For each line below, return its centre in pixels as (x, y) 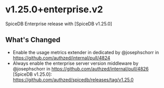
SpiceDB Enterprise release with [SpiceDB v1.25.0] (59, 24)
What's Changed (33, 40)
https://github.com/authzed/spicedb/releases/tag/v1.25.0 (73, 80)
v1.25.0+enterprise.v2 (54, 10)
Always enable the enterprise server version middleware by (75, 63)
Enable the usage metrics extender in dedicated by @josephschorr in (86, 52)
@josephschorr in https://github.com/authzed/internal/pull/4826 (81, 68)
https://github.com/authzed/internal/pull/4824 (61, 58)
